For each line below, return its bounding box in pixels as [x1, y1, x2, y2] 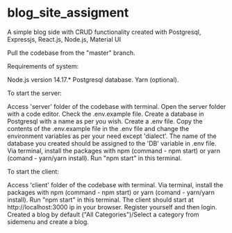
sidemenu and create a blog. [7, 217, 89, 226]
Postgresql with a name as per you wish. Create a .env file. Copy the [7, 116, 203, 126]
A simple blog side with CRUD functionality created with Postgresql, [7, 28, 201, 36]
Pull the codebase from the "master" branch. [7, 49, 135, 57]
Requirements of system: [7, 62, 78, 70]
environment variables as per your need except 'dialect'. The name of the [7, 132, 217, 140]
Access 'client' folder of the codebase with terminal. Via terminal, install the [7, 180, 224, 189]
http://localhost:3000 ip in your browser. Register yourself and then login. [7, 202, 217, 211]
